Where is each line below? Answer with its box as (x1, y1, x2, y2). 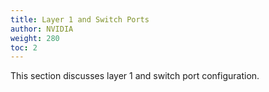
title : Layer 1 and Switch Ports (10, 14, 150, 25)
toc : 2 (10, 42, 38, 53)
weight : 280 (10, 33, 60, 43)
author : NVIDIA (10, 24, 74, 34)
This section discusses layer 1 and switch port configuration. (10, 70, 260, 82)
